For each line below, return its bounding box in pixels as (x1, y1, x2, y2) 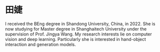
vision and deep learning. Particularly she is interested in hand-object (5, 36, 146, 42)
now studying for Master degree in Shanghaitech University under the (5, 26, 147, 32)
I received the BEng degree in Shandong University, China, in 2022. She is (5, 20, 156, 27)
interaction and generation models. (5, 41, 76, 47)
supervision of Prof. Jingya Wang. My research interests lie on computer (5, 31, 152, 37)
